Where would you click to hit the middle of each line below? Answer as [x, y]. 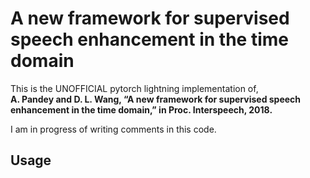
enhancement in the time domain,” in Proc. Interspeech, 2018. [141, 109]
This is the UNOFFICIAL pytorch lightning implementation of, [134, 88]
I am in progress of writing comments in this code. [113, 129]
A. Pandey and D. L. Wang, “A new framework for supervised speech [156, 99]
